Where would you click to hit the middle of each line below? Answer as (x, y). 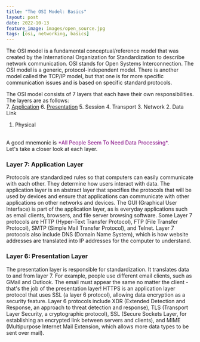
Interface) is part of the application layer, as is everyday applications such (97, 209)
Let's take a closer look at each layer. (52, 149)
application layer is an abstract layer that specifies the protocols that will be (99, 190)
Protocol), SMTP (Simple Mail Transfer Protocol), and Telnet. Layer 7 (90, 228)
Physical (25, 125)
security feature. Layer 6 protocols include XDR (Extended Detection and (96, 301)
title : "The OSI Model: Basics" (46, 12)
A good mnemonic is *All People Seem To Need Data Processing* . (87, 143)
